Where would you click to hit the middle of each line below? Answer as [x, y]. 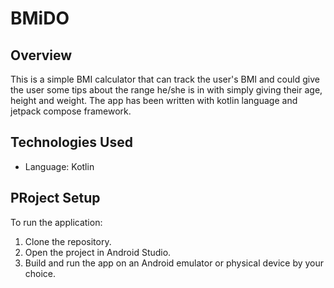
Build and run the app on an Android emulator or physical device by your [174, 263]
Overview [41, 55]
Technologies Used [71, 142]
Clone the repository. [68, 241]
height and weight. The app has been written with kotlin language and [154, 100]
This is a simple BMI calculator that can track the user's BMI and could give [165, 79]
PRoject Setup [55, 198]
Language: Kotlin [59, 166]
